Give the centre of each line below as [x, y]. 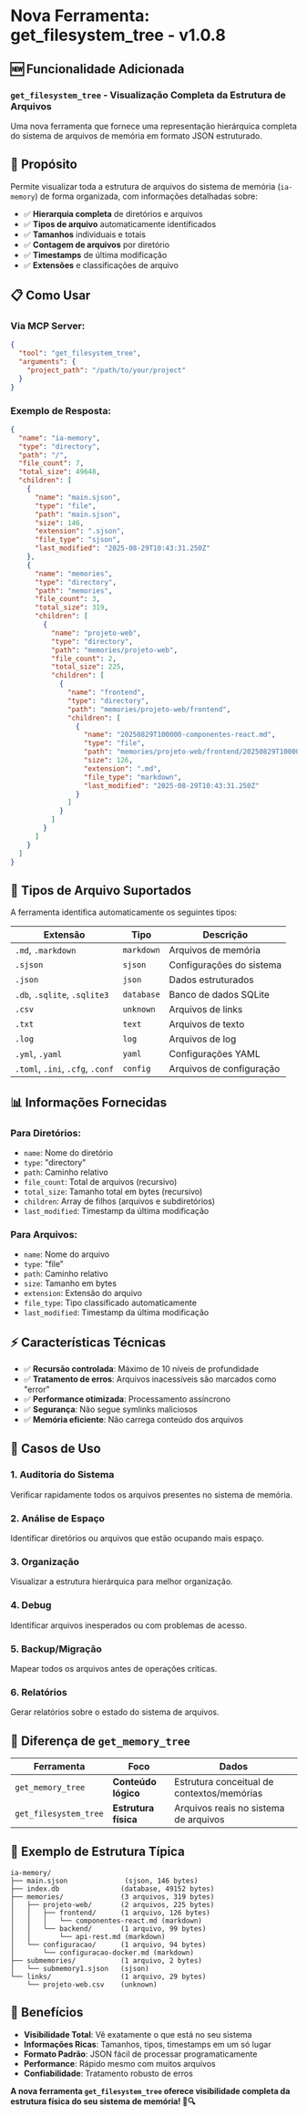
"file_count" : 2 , [84, 659]
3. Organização [45, 1561]
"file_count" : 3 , [67, 599]
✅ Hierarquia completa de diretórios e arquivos [113, 213]
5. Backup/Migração [56, 1649]
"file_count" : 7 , [51, 463]
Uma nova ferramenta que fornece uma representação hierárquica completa [153, 126]
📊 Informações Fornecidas [89, 1102]
